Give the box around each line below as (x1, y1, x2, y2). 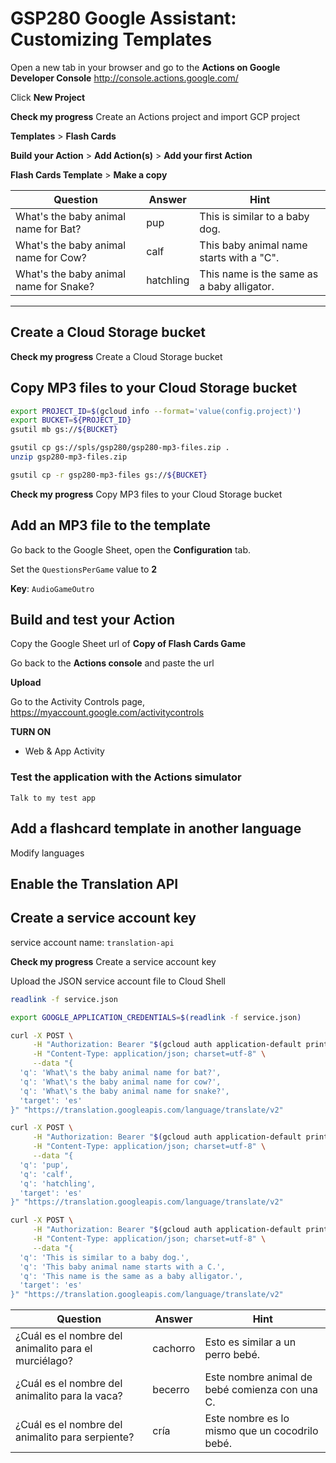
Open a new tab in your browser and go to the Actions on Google (10, 61, 281, 73)
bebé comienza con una (204, 1383, 318, 1397)
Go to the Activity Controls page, (10, 696, 146, 708)
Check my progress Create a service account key (10, 955, 217, 967)
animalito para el (15, 1342, 93, 1356)
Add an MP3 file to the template (10, 517, 211, 534)
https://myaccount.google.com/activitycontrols (10, 707, 205, 719)
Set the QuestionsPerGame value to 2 (10, 563, 158, 575)
